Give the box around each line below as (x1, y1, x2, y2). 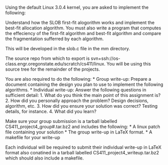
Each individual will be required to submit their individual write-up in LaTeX (5, 144, 162, 150)
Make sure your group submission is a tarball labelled (5, 118, 118, 124)
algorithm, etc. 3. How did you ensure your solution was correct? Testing (5, 103, 158, 109)
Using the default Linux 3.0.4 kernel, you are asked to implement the (5, 5, 149, 10)
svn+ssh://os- (91, 55, 121, 61)
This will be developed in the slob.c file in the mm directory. (5, 46, 130, 51)
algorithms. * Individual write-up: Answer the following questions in (5, 87, 147, 93)
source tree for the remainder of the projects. (5, 66, 100, 72)
